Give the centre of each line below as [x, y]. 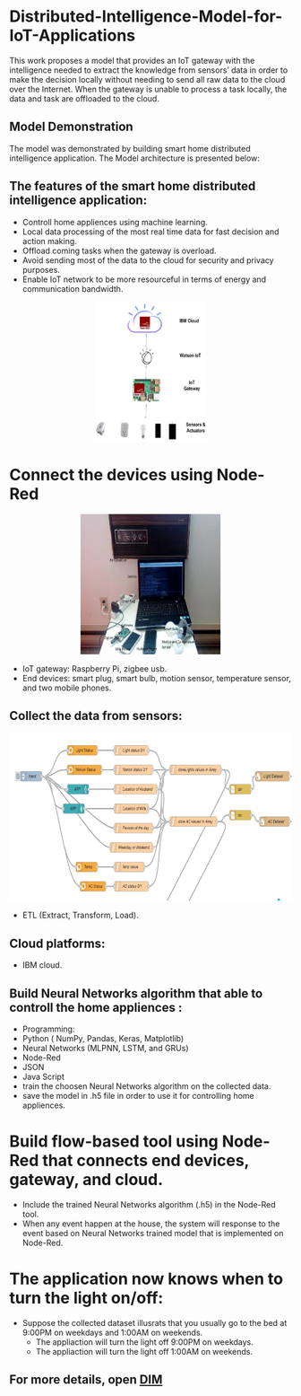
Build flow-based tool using [114, 1141]
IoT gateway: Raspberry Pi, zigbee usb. [95, 668]
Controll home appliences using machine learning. [115, 222]
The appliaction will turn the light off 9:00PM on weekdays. [144, 1342]
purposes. [41, 269]
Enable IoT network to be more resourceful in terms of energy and [144, 279]
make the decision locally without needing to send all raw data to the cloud [147, 79]
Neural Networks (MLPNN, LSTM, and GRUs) [106, 1048]
